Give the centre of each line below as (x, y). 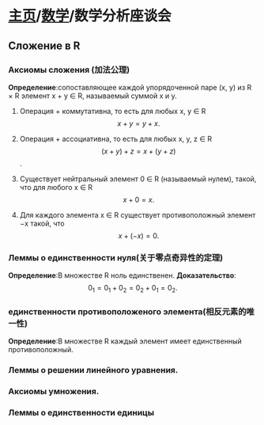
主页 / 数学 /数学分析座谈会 (90, 16)
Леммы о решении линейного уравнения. (93, 370)
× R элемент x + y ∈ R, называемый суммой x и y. (93, 96)
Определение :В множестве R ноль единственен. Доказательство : (123, 275)
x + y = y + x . (139, 123)
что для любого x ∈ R (56, 187)
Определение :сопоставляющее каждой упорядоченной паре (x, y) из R (130, 87)
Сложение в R (44, 46)
